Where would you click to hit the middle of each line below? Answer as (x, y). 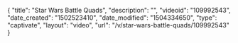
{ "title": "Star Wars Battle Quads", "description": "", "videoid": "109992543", (119, 10)
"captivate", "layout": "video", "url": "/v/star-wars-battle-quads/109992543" (118, 25)
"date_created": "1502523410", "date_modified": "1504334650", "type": (112, 18)
